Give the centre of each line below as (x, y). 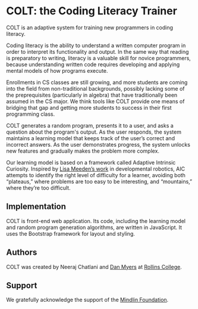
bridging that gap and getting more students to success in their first (89, 107)
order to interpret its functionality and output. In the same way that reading (98, 51)
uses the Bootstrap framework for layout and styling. (71, 233)
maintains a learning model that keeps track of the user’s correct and (91, 138)
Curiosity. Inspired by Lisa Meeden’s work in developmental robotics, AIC (96, 169)
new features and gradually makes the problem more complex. (83, 151)
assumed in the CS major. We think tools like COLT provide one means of (95, 101)
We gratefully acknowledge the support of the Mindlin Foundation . (87, 300)
